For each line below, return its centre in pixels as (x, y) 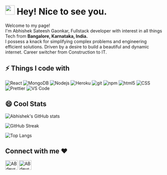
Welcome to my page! (28, 25)
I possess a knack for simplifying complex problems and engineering (76, 41)
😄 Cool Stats (26, 104)
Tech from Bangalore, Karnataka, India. (46, 36)
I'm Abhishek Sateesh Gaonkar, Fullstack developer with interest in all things (84, 30)
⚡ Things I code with (37, 68)
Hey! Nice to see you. (62, 12)
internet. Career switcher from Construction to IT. (56, 52)
